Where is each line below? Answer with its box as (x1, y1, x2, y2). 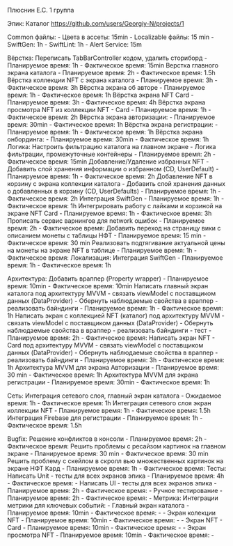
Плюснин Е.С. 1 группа (7, 6, 74, 14)
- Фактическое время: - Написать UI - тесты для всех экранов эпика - (7, 479, 217, 487)
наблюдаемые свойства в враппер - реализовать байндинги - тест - (7, 327, 212, 334)
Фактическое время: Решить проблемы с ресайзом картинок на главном (7, 442, 226, 450)
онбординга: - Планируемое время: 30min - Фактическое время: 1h (7, 135, 209, 143)
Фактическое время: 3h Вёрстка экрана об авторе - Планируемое (7, 84, 205, 91)
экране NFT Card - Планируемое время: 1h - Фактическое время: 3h (7, 209, 212, 217)
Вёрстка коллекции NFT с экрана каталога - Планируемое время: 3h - (7, 76, 218, 84)
